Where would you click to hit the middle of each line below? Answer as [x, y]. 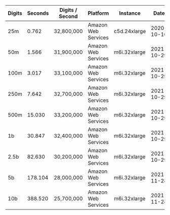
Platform [98, 13]
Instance [130, 13]
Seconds [38, 13]
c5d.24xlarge [130, 31]
